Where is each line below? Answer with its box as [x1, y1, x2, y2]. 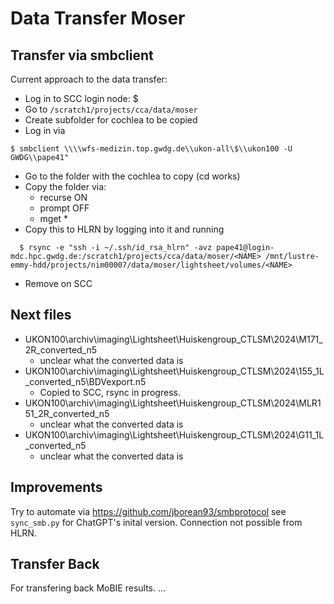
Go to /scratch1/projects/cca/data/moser [24, 103, 198, 115]
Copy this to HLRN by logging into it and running [24, 223, 225, 235]
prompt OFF [39, 202, 90, 214]
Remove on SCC [24, 278, 93, 289]
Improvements [10, 479, 103, 496]
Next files [10, 307, 72, 324]
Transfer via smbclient [10, 47, 154, 64]
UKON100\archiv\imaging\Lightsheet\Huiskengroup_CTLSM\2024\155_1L [24, 365, 325, 377]
